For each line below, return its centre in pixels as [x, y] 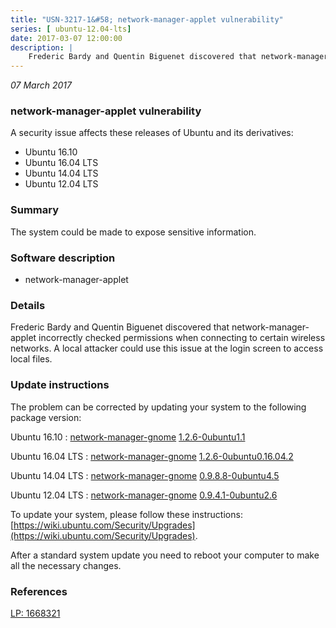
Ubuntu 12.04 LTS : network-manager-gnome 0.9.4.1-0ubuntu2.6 [144, 495]
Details [28, 305]
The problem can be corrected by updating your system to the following [158, 407]
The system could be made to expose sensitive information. [133, 232]
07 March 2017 [41, 85]
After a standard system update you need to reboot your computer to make [165, 555]
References [39, 591]
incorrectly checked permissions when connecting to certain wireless [182, 338]
